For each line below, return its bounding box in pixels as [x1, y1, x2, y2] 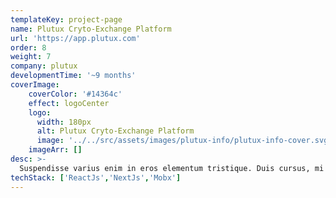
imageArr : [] [28, 145, 83, 155]
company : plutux [10, 61, 78, 71]
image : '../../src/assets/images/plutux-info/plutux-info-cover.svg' [36, 136, 333, 146]
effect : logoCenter [28, 98, 110, 108]
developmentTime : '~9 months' [10, 71, 137, 81]
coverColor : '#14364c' [28, 89, 123, 99]
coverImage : [10, 80, 60, 90]
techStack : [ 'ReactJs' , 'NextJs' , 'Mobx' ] [10, 172, 182, 183]
